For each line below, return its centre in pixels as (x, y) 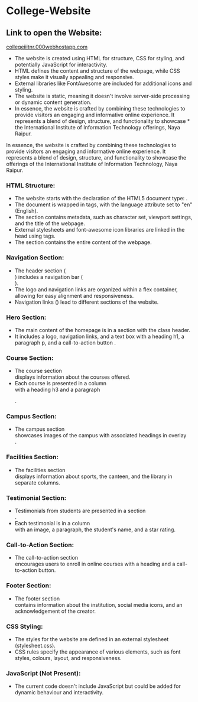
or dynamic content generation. (53, 102)
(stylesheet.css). (35, 645)
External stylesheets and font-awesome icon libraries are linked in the (100, 230)
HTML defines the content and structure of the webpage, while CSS (97, 71)
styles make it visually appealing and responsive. (74, 77)
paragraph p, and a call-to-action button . (65, 342)
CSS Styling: (25, 626)
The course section (38, 371)
